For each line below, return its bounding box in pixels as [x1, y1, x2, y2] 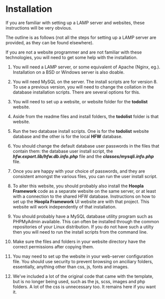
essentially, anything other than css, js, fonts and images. [12, 264, 129, 269]
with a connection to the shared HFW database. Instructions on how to [12, 193, 156, 199]
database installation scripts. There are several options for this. [12, 89, 140, 95]
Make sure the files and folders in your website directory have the [12, 239, 146, 244]
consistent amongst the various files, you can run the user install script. [12, 173, 158, 179]
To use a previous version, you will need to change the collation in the [12, 84, 154, 90]
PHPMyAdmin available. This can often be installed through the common [12, 218, 159, 224]
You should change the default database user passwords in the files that [12, 143, 160, 149]
